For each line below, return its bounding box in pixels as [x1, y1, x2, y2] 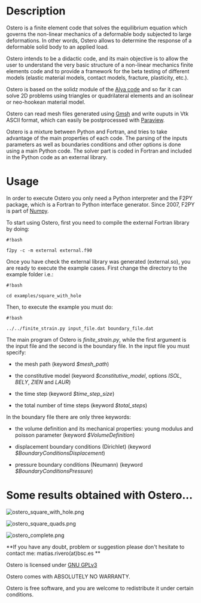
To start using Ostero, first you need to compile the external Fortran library [6, 219, 190, 226]
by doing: [6, 225, 30, 232]
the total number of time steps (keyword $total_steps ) [14, 401, 148, 409]
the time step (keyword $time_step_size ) [14, 390, 115, 397]
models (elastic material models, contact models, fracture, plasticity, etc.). [6, 74, 189, 81]
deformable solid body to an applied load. [6, 43, 109, 50]
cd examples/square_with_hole [6, 292, 82, 298]
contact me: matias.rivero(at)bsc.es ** [6, 550, 100, 557]
